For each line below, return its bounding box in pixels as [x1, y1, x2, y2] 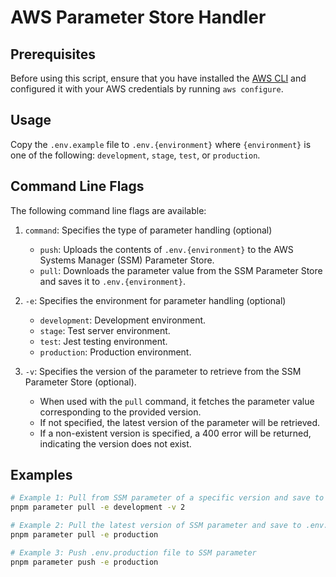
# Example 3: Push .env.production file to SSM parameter [10, 547, 257, 558]
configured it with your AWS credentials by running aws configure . [10, 83, 284, 95]
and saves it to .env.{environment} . [39, 275, 186, 287]
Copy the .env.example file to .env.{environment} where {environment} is [10, 138, 312, 150]
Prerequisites [10, 46, 96, 63]
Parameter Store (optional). [24, 376, 137, 388]
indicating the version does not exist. [39, 437, 192, 450]
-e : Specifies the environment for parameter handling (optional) [24, 294, 287, 306]
